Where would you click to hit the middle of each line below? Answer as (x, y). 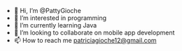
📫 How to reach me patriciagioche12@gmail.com (85, 40)
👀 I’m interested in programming (60, 18)
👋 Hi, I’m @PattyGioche (48, 11)
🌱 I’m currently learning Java (55, 25)
